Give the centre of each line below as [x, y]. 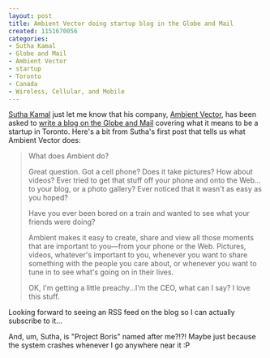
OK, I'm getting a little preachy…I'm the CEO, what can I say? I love [139, 288]
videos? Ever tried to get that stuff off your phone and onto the [133, 180]
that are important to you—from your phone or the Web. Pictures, [137, 246]
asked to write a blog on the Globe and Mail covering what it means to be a [133, 123]
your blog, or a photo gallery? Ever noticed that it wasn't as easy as [149, 189]
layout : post [30, 16]
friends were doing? [62, 222]
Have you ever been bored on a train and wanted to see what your [139, 214]
